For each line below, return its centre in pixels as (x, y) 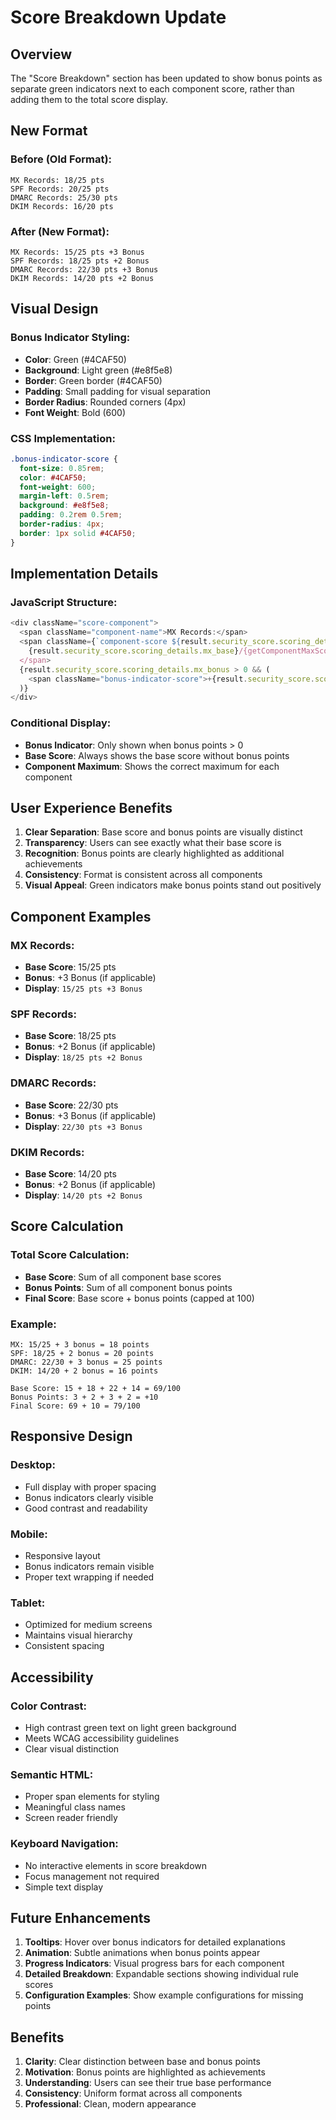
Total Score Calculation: (70, 1255)
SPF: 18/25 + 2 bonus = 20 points (82, 1353)
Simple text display (64, 1887)
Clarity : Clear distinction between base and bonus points (142, 2062)
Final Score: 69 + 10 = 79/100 (75, 1406)
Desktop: (33, 1465)
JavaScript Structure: (64, 603)
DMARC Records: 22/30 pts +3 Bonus (84, 269)
